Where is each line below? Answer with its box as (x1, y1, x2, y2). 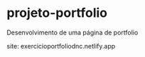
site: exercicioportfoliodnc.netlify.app (6, 42, 116, 50)
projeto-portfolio (6, 5, 108, 21)
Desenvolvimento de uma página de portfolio (6, 28, 139, 37)
